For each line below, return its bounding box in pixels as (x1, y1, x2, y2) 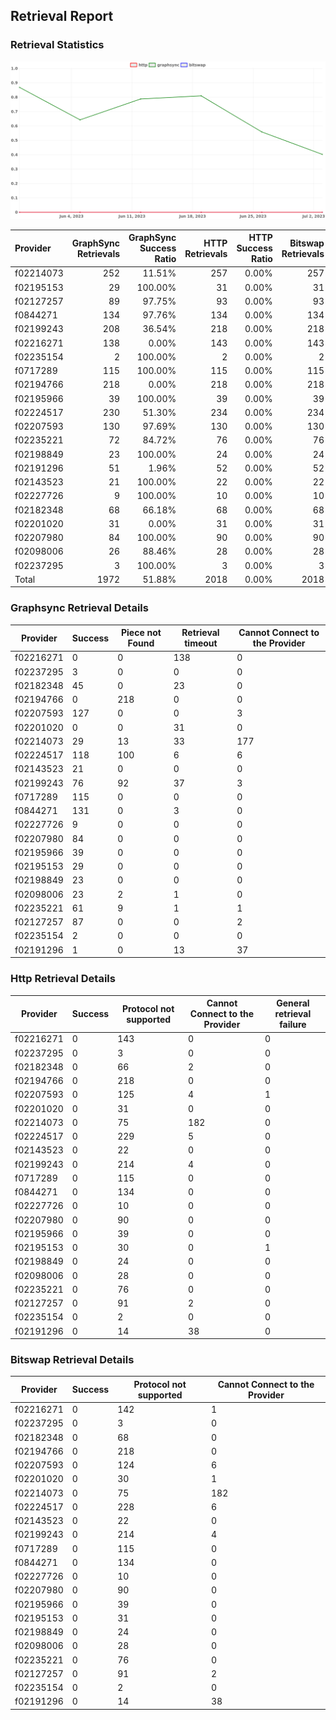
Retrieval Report (10, 8, 114, 25)
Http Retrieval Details (10, 972, 116, 986)
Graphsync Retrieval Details (10, 601, 149, 615)
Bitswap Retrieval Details (10, 1352, 135, 1366)
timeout (184, 637, 218, 649)
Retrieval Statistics (10, 38, 105, 52)
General (276, 997, 310, 1009)
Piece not (120, 627, 162, 639)
